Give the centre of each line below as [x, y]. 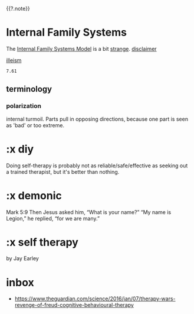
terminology [29, 89]
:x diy [20, 149]
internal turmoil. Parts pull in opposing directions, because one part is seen [97, 119]
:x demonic [34, 195]
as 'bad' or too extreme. [35, 125]
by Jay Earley [23, 258]
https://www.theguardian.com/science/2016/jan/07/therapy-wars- [95, 299]
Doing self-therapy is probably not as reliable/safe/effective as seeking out [97, 166]
